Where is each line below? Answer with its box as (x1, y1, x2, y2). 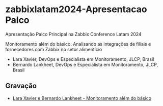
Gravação (5, 82, 37, 90)
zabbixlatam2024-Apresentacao (5, 4, 147, 15)
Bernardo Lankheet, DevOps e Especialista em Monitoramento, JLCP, (12, 61, 158, 67)
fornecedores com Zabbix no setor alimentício (5, 46, 102, 52)
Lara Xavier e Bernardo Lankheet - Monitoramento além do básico (12, 95, 152, 101)
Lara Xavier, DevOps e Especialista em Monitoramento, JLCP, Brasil (12, 56, 154, 62)
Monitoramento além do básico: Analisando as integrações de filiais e (5, 41, 151, 47)
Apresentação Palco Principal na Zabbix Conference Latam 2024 (5, 31, 142, 37)
